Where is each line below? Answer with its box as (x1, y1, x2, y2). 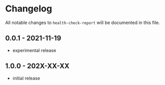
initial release (12, 75, 40, 81)
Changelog (5, 3, 52, 14)
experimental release (12, 47, 56, 53)
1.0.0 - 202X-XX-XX (5, 62, 69, 70)
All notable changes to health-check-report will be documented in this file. (5, 19, 160, 25)
